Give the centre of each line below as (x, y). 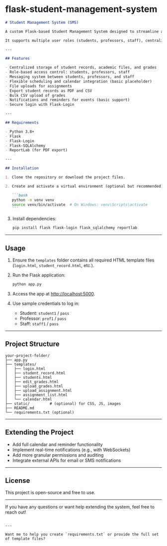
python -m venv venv (33, 200)
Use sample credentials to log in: (46, 303)
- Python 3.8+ (20, 132)
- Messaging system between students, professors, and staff (70, 77)
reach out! (16, 512)
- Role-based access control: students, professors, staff (68, 72)
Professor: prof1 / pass (43, 318)
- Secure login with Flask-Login (40, 105)
